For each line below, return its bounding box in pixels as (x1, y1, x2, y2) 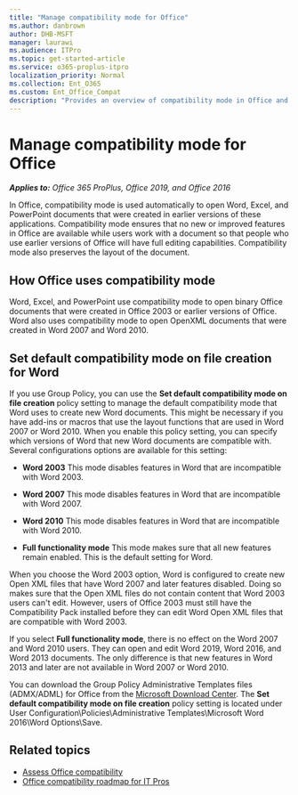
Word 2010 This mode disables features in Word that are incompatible (21, 515, 280, 526)
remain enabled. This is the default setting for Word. (21, 551, 213, 562)
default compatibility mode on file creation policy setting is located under (9, 698, 283, 709)
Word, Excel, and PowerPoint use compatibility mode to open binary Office (9, 296, 283, 307)
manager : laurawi (9, 37, 74, 47)
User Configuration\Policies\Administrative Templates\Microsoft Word (9, 707, 264, 718)
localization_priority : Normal (9, 71, 125, 80)
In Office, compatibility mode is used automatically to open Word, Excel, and (9, 199, 289, 210)
